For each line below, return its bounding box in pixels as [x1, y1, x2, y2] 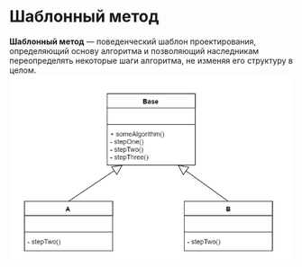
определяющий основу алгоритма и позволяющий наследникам [9, 45, 260, 56]
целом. [9, 65, 37, 76]
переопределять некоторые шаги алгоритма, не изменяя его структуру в [9, 55, 294, 66]
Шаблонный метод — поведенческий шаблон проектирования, [9, 36, 257, 47]
